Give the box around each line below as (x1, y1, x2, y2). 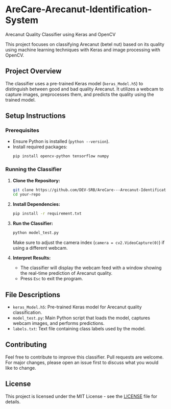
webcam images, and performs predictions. (12, 320, 105, 326)
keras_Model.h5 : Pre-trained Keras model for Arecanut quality (12, 304, 142, 310)
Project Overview (5, 67, 62, 76)
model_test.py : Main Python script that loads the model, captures (12, 315, 151, 321)
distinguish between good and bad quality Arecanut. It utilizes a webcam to (5, 86, 164, 92)
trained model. (5, 97, 36, 103)
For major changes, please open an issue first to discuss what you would (5, 359, 159, 366)
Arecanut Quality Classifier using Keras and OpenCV (5, 31, 116, 37)
